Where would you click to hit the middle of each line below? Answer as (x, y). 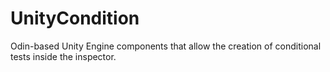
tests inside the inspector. (63, 56)
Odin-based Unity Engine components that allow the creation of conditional (166, 46)
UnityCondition (75, 18)
